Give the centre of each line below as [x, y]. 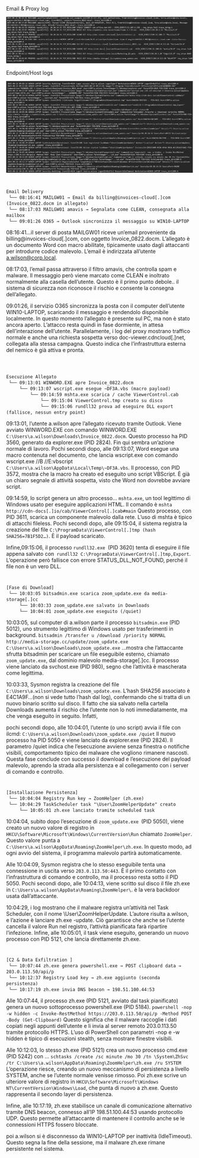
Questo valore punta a [33, 840]
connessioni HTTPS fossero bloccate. [52, 1125]
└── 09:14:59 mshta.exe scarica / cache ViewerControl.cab [104, 395]
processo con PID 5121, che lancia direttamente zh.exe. [73, 939]
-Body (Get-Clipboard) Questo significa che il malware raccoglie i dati [92, 1020]
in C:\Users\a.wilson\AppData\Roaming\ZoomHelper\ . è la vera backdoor [93, 890]
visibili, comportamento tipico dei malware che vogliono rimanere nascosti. [97, 752]
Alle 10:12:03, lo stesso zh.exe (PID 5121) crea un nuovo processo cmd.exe [97, 1050]
